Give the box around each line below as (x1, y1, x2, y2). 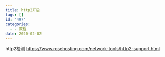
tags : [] (5, 12, 24, 17)
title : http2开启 (5, 7, 40, 13)
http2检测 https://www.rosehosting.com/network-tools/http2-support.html (5, 46, 160, 51)
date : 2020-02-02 (5, 31, 42, 36)
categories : (5, 21, 30, 27)
